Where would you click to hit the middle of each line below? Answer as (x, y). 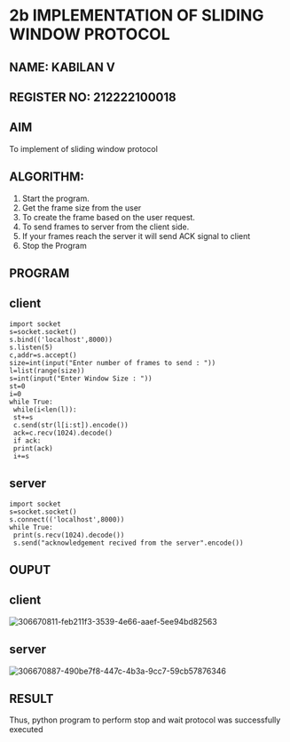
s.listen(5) (31, 347)
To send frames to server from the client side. (106, 227)
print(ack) (33, 448)
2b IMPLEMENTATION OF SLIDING (137, 16)
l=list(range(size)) (47, 371)
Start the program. (56, 198)
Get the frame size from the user (82, 207)
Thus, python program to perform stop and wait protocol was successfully (145, 720)
